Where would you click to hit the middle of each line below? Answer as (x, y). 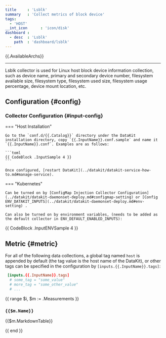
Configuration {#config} (43, 102)
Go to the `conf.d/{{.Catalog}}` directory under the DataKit (70, 136)
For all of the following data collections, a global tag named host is (72, 256)
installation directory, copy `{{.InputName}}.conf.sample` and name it (82, 140)
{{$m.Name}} (20, 311)
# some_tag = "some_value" (37, 280)
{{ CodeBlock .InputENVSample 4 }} (41, 228)
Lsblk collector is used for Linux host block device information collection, (80, 70)
